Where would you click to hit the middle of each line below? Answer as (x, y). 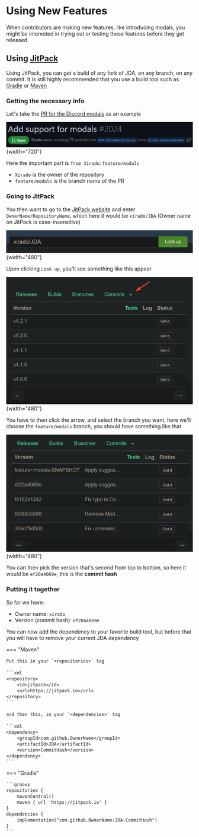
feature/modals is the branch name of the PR (69, 181)
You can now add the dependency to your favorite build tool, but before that (99, 631)
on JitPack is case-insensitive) (44, 222)
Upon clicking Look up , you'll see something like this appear (79, 269)
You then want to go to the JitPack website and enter (71, 209)
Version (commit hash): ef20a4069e (57, 620)
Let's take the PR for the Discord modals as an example (73, 114)
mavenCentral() (36, 796)
